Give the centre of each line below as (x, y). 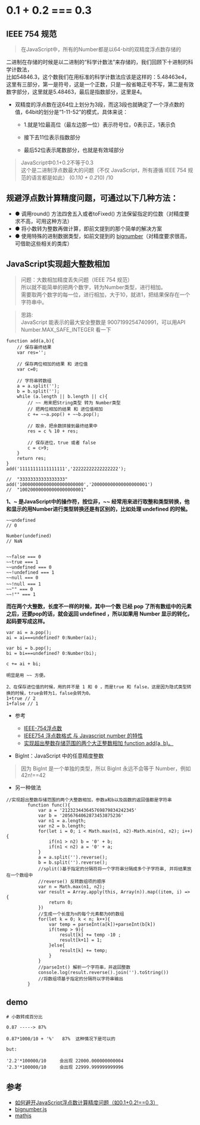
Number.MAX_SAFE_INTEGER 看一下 (66, 329)
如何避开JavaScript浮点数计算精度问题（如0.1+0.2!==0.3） (87, 1103)
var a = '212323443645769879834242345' (87, 810)
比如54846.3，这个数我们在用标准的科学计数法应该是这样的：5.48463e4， (98, 77)
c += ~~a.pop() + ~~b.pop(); (64, 414)
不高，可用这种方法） (46, 221)
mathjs (23, 1115)
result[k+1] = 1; (81, 940)
